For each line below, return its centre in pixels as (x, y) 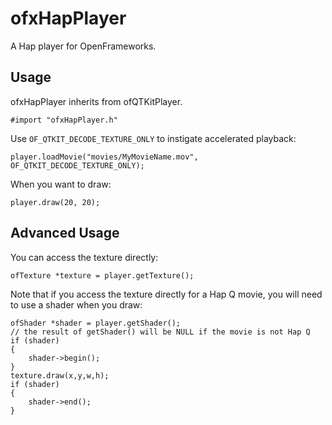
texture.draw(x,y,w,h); (60, 375)
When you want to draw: (61, 184)
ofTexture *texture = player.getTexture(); (102, 275)
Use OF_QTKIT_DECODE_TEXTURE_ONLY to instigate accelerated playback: (153, 138)
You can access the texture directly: (84, 257)
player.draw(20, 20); (55, 202)
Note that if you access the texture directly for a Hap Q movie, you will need (166, 294)
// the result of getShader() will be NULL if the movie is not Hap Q (160, 332)
